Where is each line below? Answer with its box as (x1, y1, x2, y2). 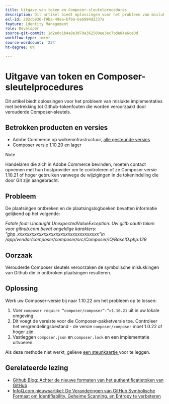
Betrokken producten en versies (5, 123, 108, 132)
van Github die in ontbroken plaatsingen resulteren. (5, 270, 112, 275)
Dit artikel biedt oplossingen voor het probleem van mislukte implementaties (5, 98, 163, 104)
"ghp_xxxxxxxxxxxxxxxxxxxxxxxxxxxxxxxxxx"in (5, 231, 105, 237)
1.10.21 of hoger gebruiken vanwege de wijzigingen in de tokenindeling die (5, 172, 159, 178)
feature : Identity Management (5, 21, 69, 27)
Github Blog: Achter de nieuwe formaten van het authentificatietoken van (12, 377, 164, 383)
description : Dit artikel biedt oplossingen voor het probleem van (5, 12, 150, 17)
